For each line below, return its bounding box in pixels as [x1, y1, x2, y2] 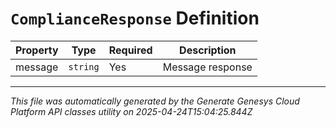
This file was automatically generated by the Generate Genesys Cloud [10, 95, 300, 107]
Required [108, 43, 153, 57]
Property [15, 43, 59, 57]
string [68, 61, 100, 72]
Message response [162, 60, 253, 74]
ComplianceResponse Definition [10, 7, 260, 30]
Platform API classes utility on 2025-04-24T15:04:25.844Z [10, 105, 253, 117]
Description [179, 43, 237, 57]
